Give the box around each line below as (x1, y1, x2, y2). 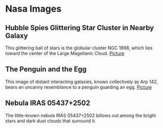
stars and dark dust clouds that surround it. (5, 118, 96, 124)
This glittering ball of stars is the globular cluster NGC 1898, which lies (5, 45, 153, 51)
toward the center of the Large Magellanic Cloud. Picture (5, 50, 125, 56)
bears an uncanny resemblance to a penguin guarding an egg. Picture (5, 84, 152, 90)
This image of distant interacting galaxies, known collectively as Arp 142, (5, 79, 158, 85)
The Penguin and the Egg (5, 65, 87, 74)
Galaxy (5, 31, 28, 40)
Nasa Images (5, 3, 62, 15)
